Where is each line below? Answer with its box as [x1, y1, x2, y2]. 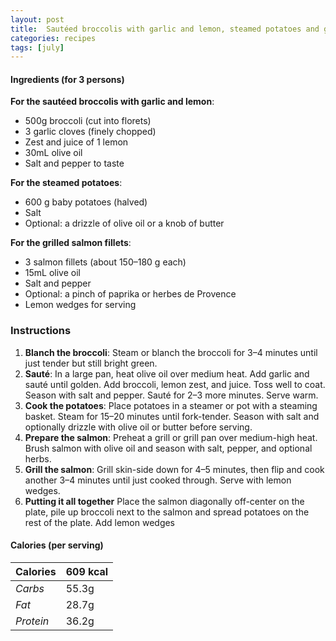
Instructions [10, 324, 72, 338]
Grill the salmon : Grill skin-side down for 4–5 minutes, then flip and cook [24, 463, 325, 475]
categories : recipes [10, 33, 97, 43]
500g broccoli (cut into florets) [24, 115, 152, 127]
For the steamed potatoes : [10, 177, 123, 189]
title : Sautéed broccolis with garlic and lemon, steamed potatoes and [10, 24, 320, 34]
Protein [15, 614, 50, 628]
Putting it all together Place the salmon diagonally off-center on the [24, 495, 305, 507]
